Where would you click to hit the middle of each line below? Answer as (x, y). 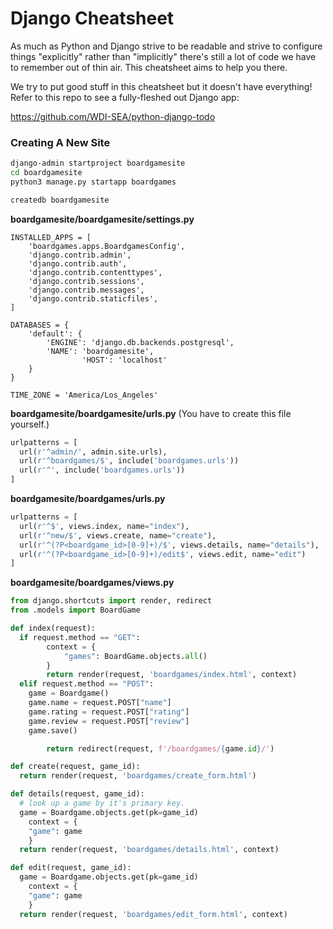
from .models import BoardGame (75, 610)
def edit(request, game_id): (71, 868)
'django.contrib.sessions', (86, 281)
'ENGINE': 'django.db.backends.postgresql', (140, 342)
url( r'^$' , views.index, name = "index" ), (104, 526)
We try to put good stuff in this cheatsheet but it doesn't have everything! (161, 86)
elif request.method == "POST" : (87, 684)
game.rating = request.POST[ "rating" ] (109, 712)
